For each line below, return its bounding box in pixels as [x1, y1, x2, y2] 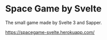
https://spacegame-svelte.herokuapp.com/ [5, 29, 95, 35]
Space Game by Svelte [5, 3, 102, 14]
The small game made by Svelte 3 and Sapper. [5, 19, 102, 25]
